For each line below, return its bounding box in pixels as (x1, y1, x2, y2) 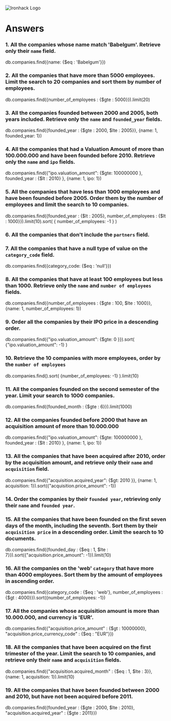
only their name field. (5, 48, 56, 55)
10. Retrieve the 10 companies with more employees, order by (5, 354, 161, 362)
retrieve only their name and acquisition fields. (5, 656, 121, 664)
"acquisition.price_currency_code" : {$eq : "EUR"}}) (5, 631, 114, 637)
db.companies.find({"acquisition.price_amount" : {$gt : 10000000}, (5, 626, 146, 632)
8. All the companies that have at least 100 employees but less (5, 275, 163, 283)
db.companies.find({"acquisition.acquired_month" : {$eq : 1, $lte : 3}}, (5, 668, 153, 674)
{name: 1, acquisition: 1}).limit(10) (5, 673, 75, 679)
